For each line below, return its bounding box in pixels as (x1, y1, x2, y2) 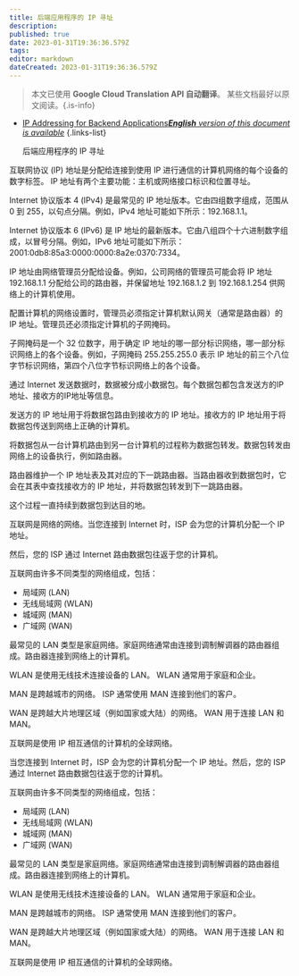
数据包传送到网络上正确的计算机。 (9, 420, 135, 431)
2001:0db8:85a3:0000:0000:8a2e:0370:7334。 (9, 247, 186, 257)
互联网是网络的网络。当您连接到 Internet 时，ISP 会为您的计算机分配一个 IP (9, 518, 286, 529)
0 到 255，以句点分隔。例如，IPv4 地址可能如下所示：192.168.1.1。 (9, 206, 253, 216)
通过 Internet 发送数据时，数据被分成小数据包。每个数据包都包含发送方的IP (9, 379, 284, 390)
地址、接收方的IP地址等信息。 (9, 390, 119, 400)
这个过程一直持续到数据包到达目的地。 (9, 500, 150, 510)
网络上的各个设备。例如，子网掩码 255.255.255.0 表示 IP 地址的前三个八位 (16, 349, 290, 359)
